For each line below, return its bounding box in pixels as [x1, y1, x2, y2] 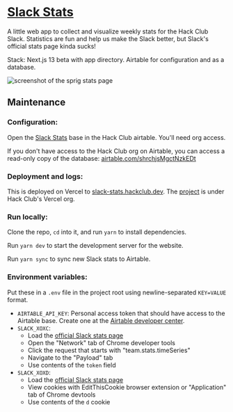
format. [7, 295, 29, 303]
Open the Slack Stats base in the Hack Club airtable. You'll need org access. [7, 133, 226, 141]
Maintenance [7, 97, 66, 109]
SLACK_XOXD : [17, 368, 51, 377]
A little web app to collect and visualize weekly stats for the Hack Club [7, 27, 209, 35]
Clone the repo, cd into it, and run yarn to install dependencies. [7, 228, 186, 237]
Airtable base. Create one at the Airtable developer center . [17, 316, 185, 324]
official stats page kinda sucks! [7, 42, 96, 50]
